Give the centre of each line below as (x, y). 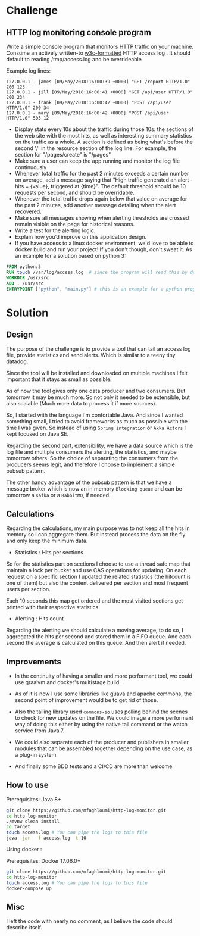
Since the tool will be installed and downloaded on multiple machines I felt (97, 373)
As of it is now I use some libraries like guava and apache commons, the (103, 694)
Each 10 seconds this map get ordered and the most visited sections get (95, 601)
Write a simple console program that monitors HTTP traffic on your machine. (100, 46)
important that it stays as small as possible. (59, 379)
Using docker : (24, 850)
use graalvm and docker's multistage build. (68, 682)
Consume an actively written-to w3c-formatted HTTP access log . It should (98, 53)
